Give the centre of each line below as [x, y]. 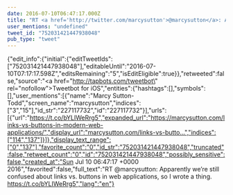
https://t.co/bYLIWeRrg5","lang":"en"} [61, 184]
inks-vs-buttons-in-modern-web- [55, 125]
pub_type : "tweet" [34, 39]
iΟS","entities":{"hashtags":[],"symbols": [148, 89]
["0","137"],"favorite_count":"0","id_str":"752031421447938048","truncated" [116, 147]
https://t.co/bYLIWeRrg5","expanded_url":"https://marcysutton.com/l [127, 118]
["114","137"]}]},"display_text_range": [59, 140]
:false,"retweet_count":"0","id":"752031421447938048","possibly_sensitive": [116, 155]
